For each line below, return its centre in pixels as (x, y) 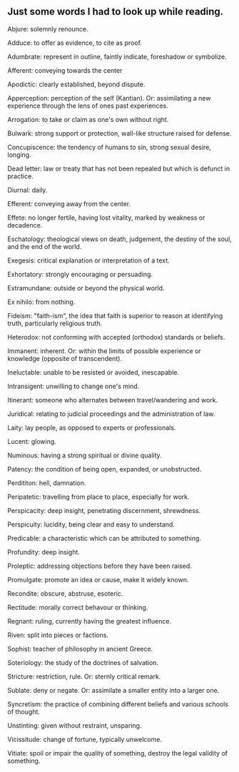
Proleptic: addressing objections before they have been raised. (100, 566)
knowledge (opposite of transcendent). (65, 358)
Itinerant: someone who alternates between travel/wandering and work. (113, 400)
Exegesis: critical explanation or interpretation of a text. (88, 260)
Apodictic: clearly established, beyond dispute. (76, 84)
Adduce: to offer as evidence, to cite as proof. (75, 43)
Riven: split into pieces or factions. (58, 635)
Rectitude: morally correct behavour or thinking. (78, 607)
